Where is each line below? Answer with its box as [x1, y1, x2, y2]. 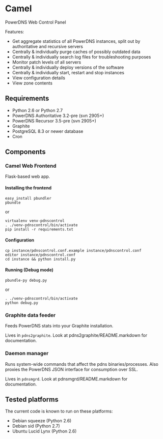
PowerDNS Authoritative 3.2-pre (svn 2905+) [12, 113, 104, 118]
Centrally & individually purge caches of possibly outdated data [12, 49, 141, 55]
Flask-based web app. [5, 174, 50, 179]
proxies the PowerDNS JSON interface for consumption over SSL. [5, 366, 138, 372]
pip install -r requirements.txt [5, 227, 74, 232]
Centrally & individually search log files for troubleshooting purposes [12, 54, 151, 59]
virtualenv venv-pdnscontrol [5, 218, 65, 223]
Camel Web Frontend [5, 163, 56, 170]
